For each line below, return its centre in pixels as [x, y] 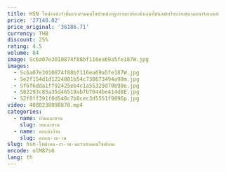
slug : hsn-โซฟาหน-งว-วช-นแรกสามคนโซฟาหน [61, 145]
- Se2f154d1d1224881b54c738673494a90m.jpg [77, 79]
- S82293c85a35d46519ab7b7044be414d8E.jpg [77, 92]
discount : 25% [28, 40]
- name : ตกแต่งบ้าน [37, 131]
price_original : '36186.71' [48, 27]
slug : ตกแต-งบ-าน [43, 138]
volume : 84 [23, 53]
